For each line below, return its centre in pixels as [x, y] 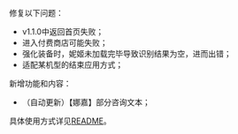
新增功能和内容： [40, 83]
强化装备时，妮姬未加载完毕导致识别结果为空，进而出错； [127, 54]
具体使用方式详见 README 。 [61, 121]
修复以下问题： [36, 13]
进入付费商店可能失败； [65, 43]
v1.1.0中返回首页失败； [63, 32]
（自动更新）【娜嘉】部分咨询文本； [86, 102]
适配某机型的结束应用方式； [73, 65]
